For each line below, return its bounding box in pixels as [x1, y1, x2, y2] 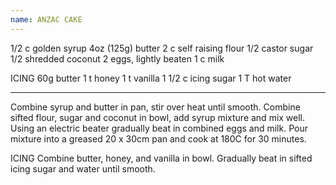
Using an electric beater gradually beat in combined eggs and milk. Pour [10, 122, 308, 134]
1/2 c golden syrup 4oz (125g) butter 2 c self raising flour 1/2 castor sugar [10, 42, 314, 54]
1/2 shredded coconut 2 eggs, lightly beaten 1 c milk [10, 52, 225, 65]
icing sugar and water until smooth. [10, 162, 156, 175]
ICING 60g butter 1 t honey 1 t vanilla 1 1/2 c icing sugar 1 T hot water [10, 72, 292, 84]
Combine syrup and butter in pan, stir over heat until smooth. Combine [10, 101, 301, 113]
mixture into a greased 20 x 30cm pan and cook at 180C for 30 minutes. [10, 132, 307, 145]
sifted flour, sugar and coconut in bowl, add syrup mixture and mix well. [10, 111, 306, 123]
